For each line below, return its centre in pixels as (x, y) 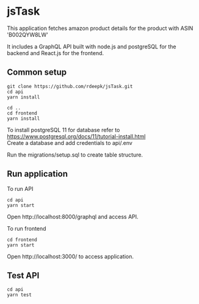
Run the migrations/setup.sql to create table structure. (75, 155)
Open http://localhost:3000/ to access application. (70, 256)
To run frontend (27, 228)
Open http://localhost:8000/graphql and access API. (73, 217)
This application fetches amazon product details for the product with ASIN (100, 28)
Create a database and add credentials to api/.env (70, 143)
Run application (38, 174)
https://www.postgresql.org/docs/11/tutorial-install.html (76, 136)
